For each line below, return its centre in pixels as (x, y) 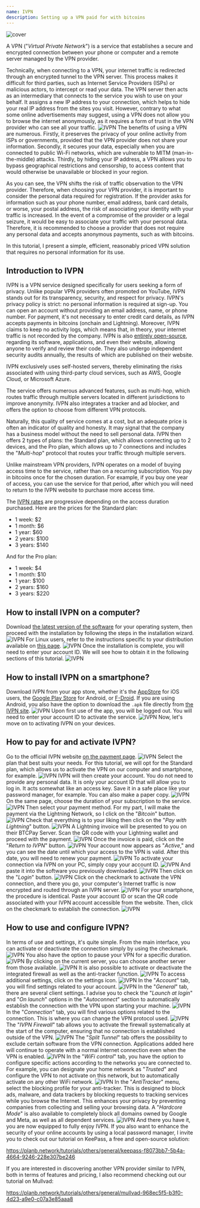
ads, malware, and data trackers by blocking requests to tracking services (97, 1094)
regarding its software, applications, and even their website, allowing (91, 342)
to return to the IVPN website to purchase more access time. (81, 490)
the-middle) (21, 159)
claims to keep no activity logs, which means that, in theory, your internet (96, 330)
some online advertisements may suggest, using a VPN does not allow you (98, 115)
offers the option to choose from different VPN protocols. (76, 410)
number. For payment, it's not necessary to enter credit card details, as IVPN (100, 317)
